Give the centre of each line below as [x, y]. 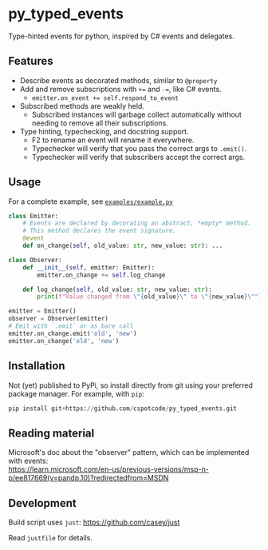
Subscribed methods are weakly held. [82, 106]
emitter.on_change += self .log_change [101, 275]
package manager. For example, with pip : [77, 393]
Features [31, 61]
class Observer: [35, 260]
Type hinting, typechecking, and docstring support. [104, 131]
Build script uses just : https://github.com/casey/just [94, 522]
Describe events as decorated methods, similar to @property [118, 80]
